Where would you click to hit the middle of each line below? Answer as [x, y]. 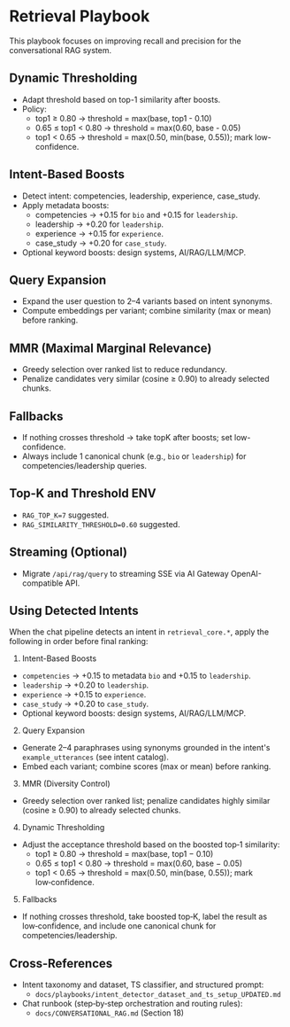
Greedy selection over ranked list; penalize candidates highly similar [146, 801]
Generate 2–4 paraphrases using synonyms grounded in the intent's [146, 748]
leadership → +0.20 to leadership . [85, 685]
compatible [42, 583]
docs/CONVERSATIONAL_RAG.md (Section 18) [109, 1013]
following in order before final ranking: [79, 642]
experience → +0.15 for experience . [99, 233]
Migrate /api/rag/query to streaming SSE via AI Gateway [126, 573]
